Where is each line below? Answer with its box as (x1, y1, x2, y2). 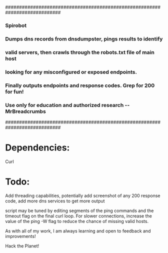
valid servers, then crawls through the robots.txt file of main (5, 48, 155, 55)
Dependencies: (5, 142, 70, 153)
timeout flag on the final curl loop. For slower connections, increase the (5, 212, 152, 219)
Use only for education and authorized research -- (5, 101, 130, 108)
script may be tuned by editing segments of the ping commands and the (5, 207, 154, 213)
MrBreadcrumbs (5, 107, 46, 114)
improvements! (5, 233, 36, 239)
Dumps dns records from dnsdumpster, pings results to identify (5, 35, 163, 42)
